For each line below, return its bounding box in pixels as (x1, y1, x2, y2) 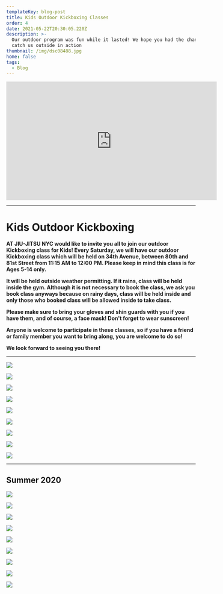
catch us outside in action (11, 43, 82, 49)
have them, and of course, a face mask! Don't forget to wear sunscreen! (6, 314, 189, 322)
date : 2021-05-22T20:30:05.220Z (6, 25, 87, 32)
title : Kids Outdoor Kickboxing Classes (6, 14, 109, 20)
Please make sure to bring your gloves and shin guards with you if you (6, 308, 185, 316)
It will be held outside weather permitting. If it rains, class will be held (6, 278, 182, 285)
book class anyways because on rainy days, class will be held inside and (6, 290, 191, 298)
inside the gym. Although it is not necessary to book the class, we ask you (6, 284, 195, 291)
